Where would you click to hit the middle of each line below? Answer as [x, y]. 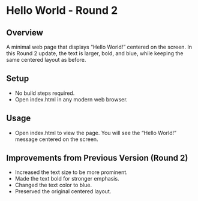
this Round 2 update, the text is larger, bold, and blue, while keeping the [95, 53]
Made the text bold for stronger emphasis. [67, 179]
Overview [25, 33]
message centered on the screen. [56, 139]
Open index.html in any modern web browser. [71, 99]
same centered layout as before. [46, 60]
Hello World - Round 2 [62, 10]
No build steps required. [45, 93]
